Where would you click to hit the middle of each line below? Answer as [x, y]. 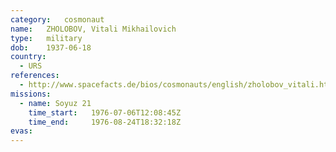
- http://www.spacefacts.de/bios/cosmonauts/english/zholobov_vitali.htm [176, 85]
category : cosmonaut [57, 19]
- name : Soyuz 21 [55, 103]
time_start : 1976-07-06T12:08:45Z [105, 112]
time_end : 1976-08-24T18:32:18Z [105, 122]
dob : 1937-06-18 [51, 47]
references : [35, 76]
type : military [46, 38]
